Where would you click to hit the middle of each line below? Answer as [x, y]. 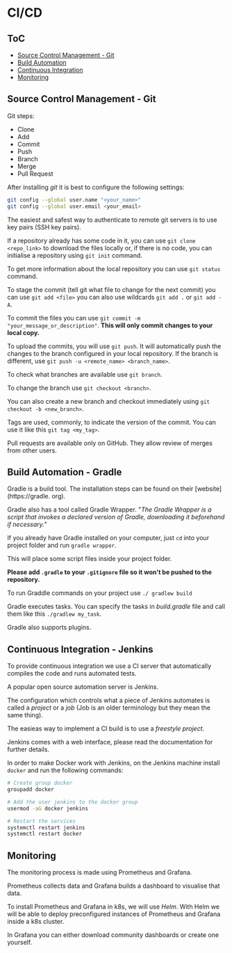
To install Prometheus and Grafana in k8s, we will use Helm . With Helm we [114, 907]
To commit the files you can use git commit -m [74, 318]
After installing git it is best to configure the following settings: [96, 187]
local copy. [23, 332]
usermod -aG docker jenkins [48, 808]
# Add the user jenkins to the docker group [73, 802]
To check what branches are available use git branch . [85, 374]
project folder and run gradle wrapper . [62, 545]
